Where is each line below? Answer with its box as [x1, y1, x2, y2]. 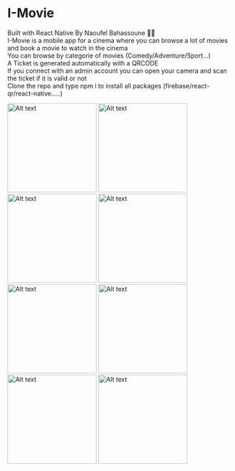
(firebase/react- [162, 81, 210, 90]
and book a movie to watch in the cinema [7, 43, 128, 52]
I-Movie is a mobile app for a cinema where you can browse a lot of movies [7, 36, 228, 44]
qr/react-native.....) [7, 89, 63, 98]
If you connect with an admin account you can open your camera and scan [7, 66, 228, 75]
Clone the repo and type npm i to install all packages [7, 81, 162, 90]
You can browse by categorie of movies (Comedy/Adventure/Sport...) [7, 51, 211, 60]
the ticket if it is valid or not [7, 73, 87, 83]
